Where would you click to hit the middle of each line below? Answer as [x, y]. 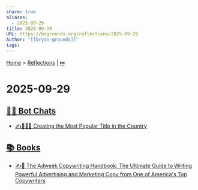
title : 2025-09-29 [29, 28]
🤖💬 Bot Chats [31, 111]
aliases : [17, 17]
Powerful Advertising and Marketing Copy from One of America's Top [101, 174]
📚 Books [23, 148]
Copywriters [30, 180]
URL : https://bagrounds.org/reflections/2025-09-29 [72, 34]
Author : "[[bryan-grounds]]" [43, 40]
